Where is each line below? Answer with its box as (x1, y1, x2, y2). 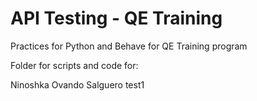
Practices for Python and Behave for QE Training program (10, 40, 248, 52)
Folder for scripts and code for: (10, 59, 139, 71)
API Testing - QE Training (10, 7, 223, 30)
